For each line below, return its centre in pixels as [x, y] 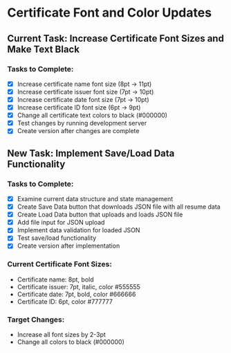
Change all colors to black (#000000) [71, 342]
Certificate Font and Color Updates [110, 13]
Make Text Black [43, 49]
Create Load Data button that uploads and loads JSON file [100, 215]
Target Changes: [36, 319]
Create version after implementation [68, 246]
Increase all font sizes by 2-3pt [61, 335]
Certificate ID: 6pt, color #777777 [65, 301]
